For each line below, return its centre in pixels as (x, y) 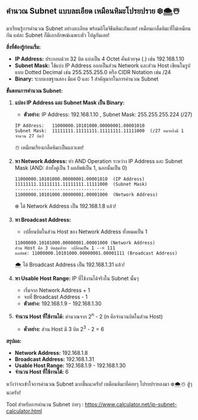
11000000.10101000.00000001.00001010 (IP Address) (79, 179)
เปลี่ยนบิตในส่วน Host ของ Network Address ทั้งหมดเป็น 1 (85, 231)
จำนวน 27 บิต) (29, 136)
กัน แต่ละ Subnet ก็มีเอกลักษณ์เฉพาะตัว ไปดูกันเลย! (58, 35)
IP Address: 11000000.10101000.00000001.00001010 (79, 125)
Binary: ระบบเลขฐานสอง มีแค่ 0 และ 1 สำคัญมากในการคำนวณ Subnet (86, 79)
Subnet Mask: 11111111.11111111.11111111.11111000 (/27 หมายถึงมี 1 (99, 131)
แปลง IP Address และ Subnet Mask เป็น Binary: (70, 102)
